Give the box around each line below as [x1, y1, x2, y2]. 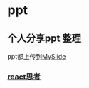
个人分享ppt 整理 [7, 32, 82, 44]
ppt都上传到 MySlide [7, 53, 66, 60]
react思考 [7, 72, 41, 82]
